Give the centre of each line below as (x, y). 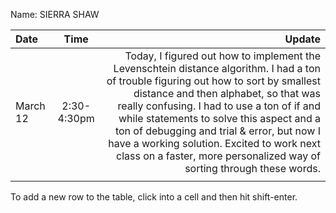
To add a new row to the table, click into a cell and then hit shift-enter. (154, 197)
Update (302, 39)
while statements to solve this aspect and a (219, 118)
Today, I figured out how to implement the (222, 56)
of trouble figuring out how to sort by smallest (213, 81)
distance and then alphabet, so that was (227, 93)
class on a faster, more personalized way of (218, 156)
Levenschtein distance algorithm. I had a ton (217, 68)
